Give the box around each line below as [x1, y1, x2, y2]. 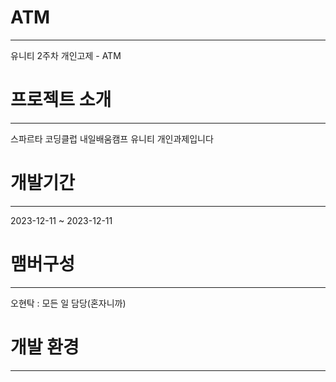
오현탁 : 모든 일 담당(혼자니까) [10, 297, 127, 309]
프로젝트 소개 [10, 89, 112, 111]
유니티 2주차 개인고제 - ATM [10, 49, 122, 61]
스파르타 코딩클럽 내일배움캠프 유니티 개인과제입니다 [10, 132, 214, 145]
